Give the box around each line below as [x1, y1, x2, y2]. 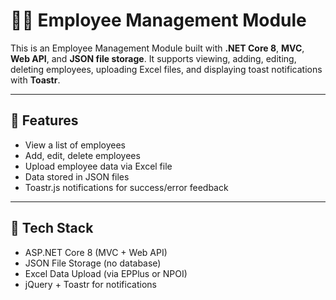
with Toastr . [10, 74, 61, 86]
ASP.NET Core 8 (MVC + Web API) [24, 246, 168, 258]
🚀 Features [10, 112, 79, 129]
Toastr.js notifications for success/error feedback [24, 181, 229, 193]
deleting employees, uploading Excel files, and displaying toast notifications [10, 63, 323, 75]
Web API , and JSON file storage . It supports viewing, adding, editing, [10, 52, 297, 64]
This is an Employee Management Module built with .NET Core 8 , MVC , [10, 42, 305, 54]
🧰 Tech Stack [10, 220, 94, 237]
